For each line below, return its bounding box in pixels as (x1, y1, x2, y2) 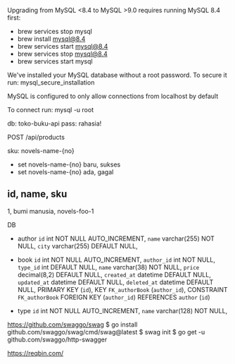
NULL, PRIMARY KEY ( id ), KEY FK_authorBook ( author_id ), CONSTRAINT (17, 285, 228, 293)
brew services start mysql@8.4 (17, 42, 108, 50)
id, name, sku (7, 188, 68, 200)
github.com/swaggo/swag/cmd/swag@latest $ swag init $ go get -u (7, 327, 205, 336)
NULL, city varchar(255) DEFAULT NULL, (17, 241, 139, 250)
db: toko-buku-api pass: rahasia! (7, 119, 102, 128)
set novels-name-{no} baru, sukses (17, 160, 121, 169)
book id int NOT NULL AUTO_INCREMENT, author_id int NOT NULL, (17, 255, 216, 264)
